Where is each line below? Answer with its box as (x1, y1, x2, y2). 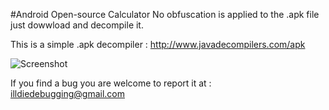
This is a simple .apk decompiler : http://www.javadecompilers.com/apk (10, 39, 306, 50)
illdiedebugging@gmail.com (10, 88, 126, 99)
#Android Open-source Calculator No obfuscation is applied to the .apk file (10, 9, 320, 20)
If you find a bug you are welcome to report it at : (10, 77, 212, 89)
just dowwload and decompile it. (10, 19, 144, 31)
